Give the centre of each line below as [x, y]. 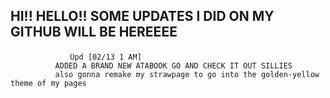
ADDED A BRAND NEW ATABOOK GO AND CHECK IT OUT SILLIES [173, 65]
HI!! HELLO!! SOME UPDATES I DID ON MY [142, 16]
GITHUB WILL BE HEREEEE [94, 32]
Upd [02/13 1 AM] [105, 57]
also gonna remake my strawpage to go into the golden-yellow [187, 74]
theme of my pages [48, 83]
